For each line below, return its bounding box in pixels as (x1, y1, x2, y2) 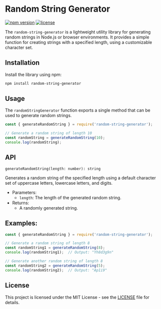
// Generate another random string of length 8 (5, 259, 103, 264)
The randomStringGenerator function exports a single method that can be (5, 107, 151, 113)
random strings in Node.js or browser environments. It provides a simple (5, 34, 149, 40)
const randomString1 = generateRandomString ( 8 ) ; (5, 245, 105, 251)
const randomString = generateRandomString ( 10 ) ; (5, 135, 105, 140)
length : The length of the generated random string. (19, 194, 122, 200)
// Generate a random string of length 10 (5, 131, 92, 136)
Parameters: (12, 189, 37, 195)
